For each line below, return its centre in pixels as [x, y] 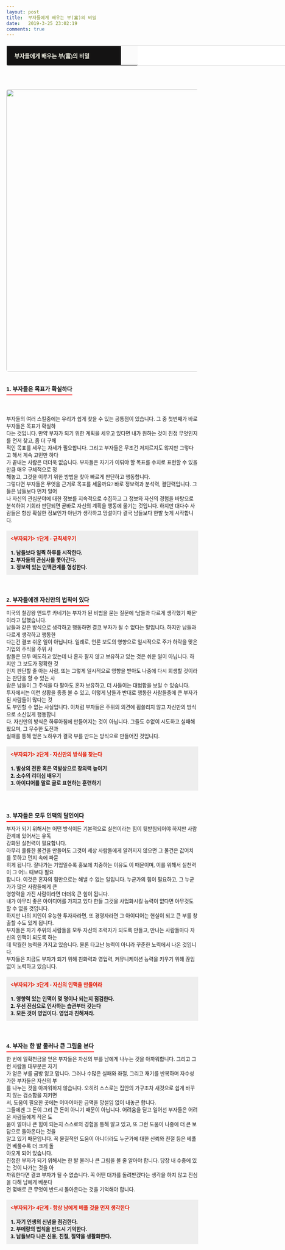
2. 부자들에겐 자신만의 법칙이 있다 [48, 600]
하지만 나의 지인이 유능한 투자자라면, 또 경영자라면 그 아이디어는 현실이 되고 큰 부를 [99, 916]
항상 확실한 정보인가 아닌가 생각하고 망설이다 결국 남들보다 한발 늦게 [98, 513]
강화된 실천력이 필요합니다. [37, 843]
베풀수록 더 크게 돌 [33, 1146]
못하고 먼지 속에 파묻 [35, 858]
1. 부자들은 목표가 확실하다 [39, 389]
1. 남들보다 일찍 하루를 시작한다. [47, 553]
